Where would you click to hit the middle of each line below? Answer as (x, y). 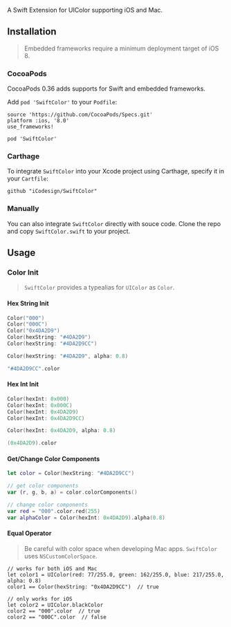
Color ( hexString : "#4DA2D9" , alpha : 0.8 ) (68, 356)
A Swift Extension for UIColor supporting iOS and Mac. (85, 10)
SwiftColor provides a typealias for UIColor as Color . (99, 288)
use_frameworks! (30, 127)
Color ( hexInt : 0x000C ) (40, 405)
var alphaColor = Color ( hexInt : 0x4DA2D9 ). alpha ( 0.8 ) (86, 518)
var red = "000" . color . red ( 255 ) (54, 511)
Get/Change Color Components (54, 458)
